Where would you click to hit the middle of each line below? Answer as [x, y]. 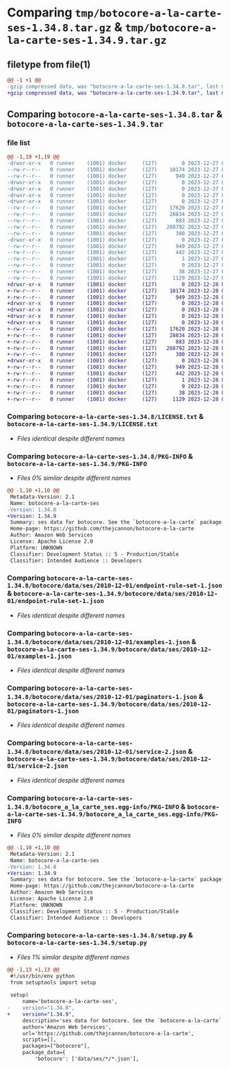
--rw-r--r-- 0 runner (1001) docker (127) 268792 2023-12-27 [113, 227]
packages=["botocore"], [56, 1046]
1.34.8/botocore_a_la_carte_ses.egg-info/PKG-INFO [93, 807]
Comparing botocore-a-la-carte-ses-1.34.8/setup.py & [100, 935]
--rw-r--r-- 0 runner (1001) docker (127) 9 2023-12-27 [113, 265]
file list [19, 143]
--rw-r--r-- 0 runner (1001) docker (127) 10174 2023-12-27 [113, 170]
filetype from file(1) [49, 64]
